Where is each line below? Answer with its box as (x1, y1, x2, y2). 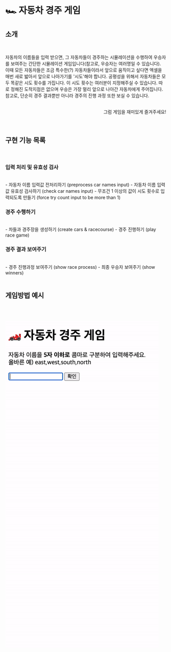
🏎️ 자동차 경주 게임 (5, 5, 81, 16)
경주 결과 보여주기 (5, 246, 47, 253)
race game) (5, 232, 30, 238)
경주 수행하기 (5, 208, 36, 216)
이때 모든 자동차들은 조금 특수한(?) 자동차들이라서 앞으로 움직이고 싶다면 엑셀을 (5, 67, 162, 73)
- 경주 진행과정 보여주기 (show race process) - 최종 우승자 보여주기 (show (5, 264, 155, 270)
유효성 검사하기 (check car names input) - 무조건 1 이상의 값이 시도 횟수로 (10, 188, 160, 194)
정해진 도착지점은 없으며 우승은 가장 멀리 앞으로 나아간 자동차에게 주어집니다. (10, 86, 163, 92)
